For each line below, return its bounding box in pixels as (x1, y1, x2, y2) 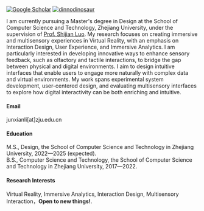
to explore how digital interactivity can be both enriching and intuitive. (6, 89, 181, 95)
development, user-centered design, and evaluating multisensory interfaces (6, 82, 197, 89)
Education (6, 130, 33, 137)
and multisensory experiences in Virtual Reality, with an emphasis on (6, 37, 179, 44)
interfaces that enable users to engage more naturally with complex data (6, 69, 189, 76)
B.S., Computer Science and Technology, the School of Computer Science (6, 156, 193, 164)
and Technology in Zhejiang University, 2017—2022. (6, 163, 138, 170)
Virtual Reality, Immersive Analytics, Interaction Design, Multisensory (6, 190, 179, 198)
